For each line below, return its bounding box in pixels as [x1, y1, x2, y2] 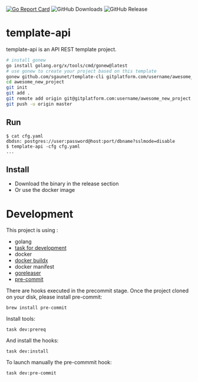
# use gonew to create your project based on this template [6, 68, 157, 74]
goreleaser [14, 269, 41, 277]
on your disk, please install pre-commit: [6, 293, 103, 301]
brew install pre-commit [6, 305, 67, 311]
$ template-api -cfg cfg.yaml [6, 143, 81, 149]
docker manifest [14, 263, 55, 270]
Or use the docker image [14, 187, 75, 194]
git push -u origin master [6, 101, 72, 107]
